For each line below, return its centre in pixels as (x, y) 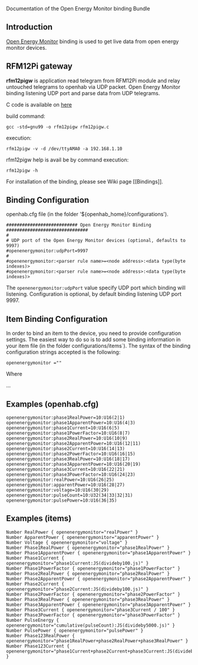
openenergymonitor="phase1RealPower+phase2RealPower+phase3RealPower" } (97, 641)
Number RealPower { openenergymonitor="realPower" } (72, 532)
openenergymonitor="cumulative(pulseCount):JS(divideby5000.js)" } (91, 625)
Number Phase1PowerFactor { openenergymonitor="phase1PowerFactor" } (93, 568)
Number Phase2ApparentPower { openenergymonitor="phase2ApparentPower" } (99, 579)
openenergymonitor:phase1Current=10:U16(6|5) (63, 428)
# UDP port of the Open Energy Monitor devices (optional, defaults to (96, 241)
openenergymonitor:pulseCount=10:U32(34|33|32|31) (70, 495)
